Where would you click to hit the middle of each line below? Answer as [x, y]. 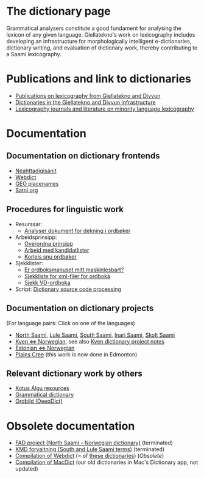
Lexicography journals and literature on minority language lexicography [104, 109]
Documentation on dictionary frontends [83, 156]
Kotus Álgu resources [42, 388]
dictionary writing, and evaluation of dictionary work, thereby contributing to [102, 48]
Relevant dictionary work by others [74, 373]
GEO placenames [37, 183]
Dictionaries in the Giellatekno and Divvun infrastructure [86, 102]
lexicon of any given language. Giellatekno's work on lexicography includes [101, 34]
